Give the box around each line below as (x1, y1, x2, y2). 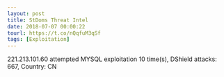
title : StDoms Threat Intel (7, 17, 89, 24)
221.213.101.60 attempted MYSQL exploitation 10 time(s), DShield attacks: (7, 55, 217, 63)
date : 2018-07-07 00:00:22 (7, 23, 86, 30)
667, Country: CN (7, 62, 57, 71)
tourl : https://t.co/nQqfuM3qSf (7, 29, 101, 37)
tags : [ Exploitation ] (7, 36, 70, 43)
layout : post (7, 10, 45, 17)
